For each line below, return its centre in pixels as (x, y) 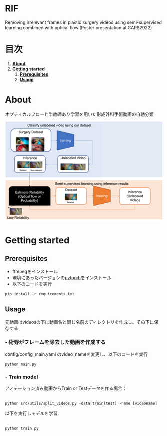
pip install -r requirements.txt (40, 294)
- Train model (22, 377)
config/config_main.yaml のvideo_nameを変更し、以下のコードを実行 (77, 354)
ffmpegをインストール (35, 271)
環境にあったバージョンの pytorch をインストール (62, 277)
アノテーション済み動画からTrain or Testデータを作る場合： (66, 388)
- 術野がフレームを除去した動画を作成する (55, 342)
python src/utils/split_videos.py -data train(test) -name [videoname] (81, 404)
